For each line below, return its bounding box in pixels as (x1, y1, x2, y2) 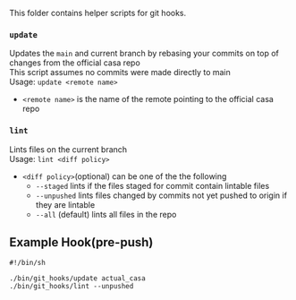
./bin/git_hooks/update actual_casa (9, 274, 146, 283)
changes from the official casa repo (9, 57, 140, 68)
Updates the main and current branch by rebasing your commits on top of (9, 48, 280, 59)
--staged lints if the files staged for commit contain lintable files (35, 180, 270, 191)
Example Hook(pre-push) (9, 235, 154, 250)
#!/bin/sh (9, 259, 47, 268)
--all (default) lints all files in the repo (35, 209, 177, 219)
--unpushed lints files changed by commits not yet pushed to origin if (35, 190, 288, 201)
